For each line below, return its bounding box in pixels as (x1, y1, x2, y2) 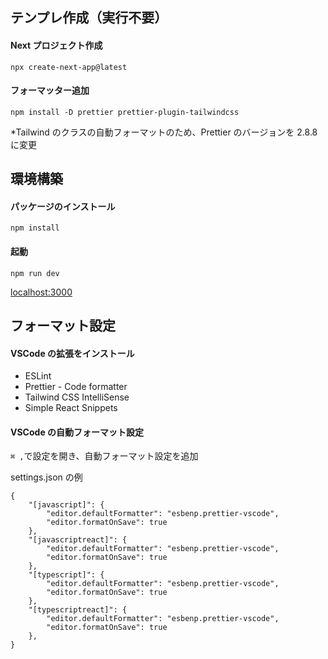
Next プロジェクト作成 (10, 39, 103, 51)
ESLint (24, 370, 52, 382)
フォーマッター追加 (10, 84, 90, 97)
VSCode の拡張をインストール (10, 347, 135, 359)
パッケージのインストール (10, 200, 116, 212)
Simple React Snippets (24, 402, 118, 414)
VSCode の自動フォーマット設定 (10, 426, 145, 438)
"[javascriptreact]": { (28, 535, 128, 545)
